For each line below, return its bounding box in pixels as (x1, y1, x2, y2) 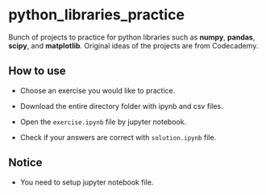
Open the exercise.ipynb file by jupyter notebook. (19, 117, 187, 127)
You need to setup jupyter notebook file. (19, 177, 154, 187)
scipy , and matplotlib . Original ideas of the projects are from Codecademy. (8, 40, 259, 50)
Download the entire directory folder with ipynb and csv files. (19, 101, 223, 110)
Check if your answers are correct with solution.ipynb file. (19, 132, 217, 142)
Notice (8, 156, 43, 170)
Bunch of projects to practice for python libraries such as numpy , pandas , (8, 32, 256, 42)
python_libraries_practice (8, 6, 185, 24)
